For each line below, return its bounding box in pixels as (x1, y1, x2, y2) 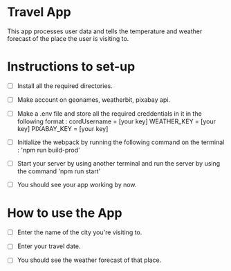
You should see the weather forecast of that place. (17, 256, 162, 264)
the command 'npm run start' (17, 167, 101, 175)
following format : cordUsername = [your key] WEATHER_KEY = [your (17, 117, 216, 125)
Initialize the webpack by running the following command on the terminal (17, 138, 225, 146)
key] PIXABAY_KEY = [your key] (17, 125, 109, 133)
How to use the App (7, 205, 122, 221)
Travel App (7, 4, 71, 20)
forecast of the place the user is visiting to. (7, 34, 129, 42)
